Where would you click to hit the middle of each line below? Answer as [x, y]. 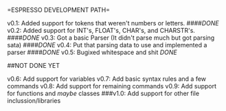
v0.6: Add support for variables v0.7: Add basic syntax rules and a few [107, 79]
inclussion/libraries [34, 101]
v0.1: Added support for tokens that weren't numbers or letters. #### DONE [113, 23]
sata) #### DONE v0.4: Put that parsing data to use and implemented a [107, 45]
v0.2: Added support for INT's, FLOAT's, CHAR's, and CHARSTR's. [101, 30]
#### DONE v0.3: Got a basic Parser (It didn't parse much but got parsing [111, 38]
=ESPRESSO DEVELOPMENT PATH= [59, 10]
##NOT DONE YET [34, 65]
